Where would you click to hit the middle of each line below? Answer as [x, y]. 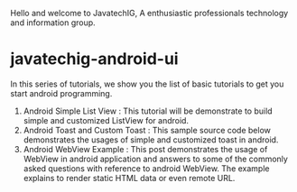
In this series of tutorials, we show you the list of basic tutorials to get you [147, 84]
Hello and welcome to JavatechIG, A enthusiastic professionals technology [149, 13]
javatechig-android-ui [94, 59]
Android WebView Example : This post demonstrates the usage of [145, 149]
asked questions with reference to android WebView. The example [146, 168]
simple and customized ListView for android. [106, 120]
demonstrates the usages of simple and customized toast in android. [151, 140]
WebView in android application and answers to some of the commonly [155, 159]
